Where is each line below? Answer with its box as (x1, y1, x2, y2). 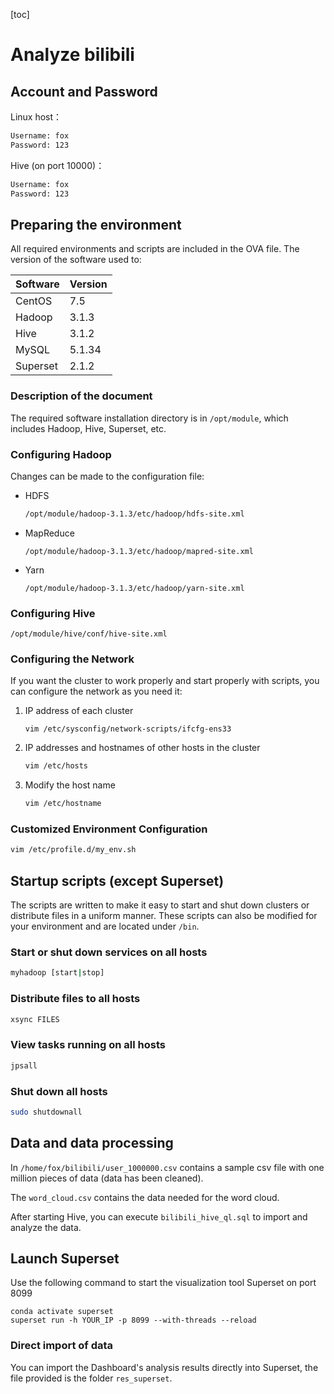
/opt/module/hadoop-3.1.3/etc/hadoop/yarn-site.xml (24, 583, 245, 593)
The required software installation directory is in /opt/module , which (10, 412, 289, 424)
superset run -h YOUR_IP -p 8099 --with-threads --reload (10, 1315, 257, 1326)
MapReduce (24, 527, 75, 539)
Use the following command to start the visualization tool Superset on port (10, 1277, 317, 1289)
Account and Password (10, 83, 158, 100)
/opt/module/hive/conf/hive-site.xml (10, 629, 168, 639)
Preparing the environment (10, 216, 182, 233)
